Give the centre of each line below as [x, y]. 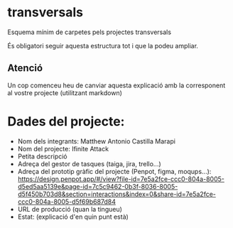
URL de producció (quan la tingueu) [70, 209]
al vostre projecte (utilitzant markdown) [65, 92]
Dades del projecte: [66, 121]
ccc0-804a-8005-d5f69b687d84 [66, 201]
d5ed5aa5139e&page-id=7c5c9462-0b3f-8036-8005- [98, 186]
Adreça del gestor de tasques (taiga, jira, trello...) [89, 163]
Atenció [25, 68]
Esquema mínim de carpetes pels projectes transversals [90, 32]
